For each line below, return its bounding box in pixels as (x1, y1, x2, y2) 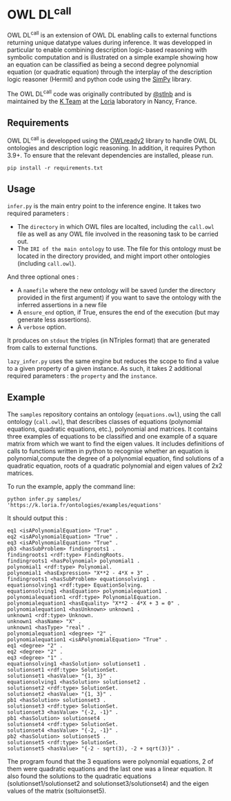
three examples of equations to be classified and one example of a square (7, 432, 218, 440)
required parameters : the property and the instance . (7, 371, 157, 380)
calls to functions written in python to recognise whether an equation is (7, 447, 210, 455)
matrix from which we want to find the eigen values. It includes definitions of (7, 439, 225, 448)
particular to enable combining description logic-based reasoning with (7, 46, 208, 54)
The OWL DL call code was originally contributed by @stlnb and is (7, 88, 192, 98)
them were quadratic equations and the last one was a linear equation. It (7, 764, 212, 773)
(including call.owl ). (17, 259, 77, 267)
